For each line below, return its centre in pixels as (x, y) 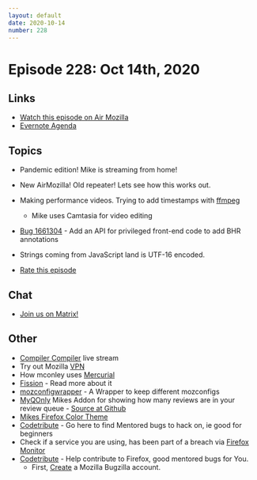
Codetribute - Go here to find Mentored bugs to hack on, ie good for (131, 425)
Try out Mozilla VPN (52, 366)
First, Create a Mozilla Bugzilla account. (96, 467)
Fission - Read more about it (66, 383)
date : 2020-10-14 (37, 23)
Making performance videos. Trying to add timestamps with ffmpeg (130, 200)
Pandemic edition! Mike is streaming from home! (98, 170)
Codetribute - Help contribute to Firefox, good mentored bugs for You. (134, 459)
